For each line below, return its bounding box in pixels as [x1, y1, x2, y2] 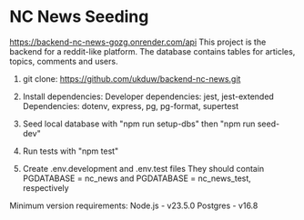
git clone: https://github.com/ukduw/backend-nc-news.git [22, 73, 241, 84]
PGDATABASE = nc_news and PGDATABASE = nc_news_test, [22, 173, 252, 184]
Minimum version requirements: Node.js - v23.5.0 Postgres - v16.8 [9, 200, 258, 211]
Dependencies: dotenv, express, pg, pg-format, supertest [22, 100, 239, 111]
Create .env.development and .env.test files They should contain [22, 163, 265, 174]
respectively [22, 182, 70, 193]
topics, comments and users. [9, 55, 118, 66]
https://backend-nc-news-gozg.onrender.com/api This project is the [9, 36, 267, 47]
